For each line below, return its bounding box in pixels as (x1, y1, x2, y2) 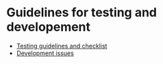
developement (6, 19, 90, 35)
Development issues (16, 49, 75, 57)
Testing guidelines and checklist (16, 42, 108, 50)
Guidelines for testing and (6, 5, 157, 20)
